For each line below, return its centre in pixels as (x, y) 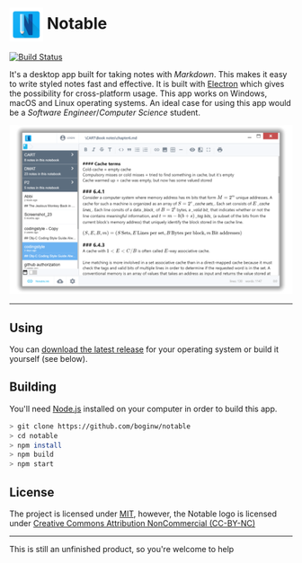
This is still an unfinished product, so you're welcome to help (122, 549)
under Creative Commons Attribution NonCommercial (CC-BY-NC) (133, 523)
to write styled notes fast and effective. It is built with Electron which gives (147, 84)
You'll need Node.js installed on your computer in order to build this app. (143, 409)
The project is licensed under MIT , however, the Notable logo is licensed (143, 514)
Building (33, 387)
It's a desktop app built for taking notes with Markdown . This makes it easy (148, 74)
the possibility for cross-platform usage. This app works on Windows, (138, 93)
